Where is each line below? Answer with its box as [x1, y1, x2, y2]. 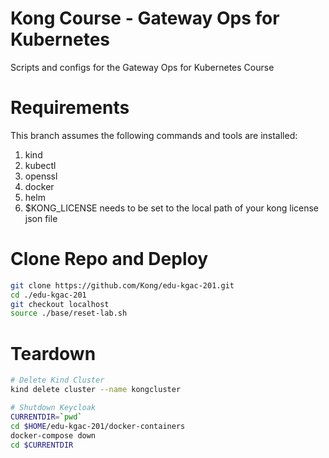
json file [24, 212, 58, 224]
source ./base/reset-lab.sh [10, 308, 128, 319]
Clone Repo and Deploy [10, 248, 209, 271]
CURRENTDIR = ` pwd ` [10, 412, 83, 422]
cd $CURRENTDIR [10, 440, 74, 450]
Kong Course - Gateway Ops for [10, 7, 280, 30]
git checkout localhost [10, 299, 110, 309]
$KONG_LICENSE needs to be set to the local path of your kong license [24, 202, 320, 214]
